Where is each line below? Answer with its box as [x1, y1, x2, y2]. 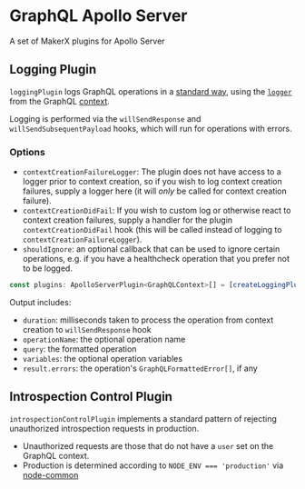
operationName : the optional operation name [22, 334, 186, 344]
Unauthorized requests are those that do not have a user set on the [22, 440, 274, 451]
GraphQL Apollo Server [9, 5, 188, 26]
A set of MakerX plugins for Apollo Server [9, 35, 165, 46]
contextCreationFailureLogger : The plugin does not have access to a [22, 166, 281, 177]
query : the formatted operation [22, 343, 137, 354]
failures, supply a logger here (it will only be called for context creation [22, 185, 288, 196]
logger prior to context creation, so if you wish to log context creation [22, 176, 283, 187]
